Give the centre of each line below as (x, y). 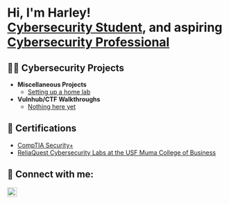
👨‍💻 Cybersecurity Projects (66, 68)
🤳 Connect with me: (50, 175)
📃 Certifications (42, 129)
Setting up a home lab (59, 92)
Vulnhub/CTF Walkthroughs (59, 99)
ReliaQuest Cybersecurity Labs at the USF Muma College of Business (117, 152)
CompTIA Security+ (45, 145)
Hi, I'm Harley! (49, 13)
